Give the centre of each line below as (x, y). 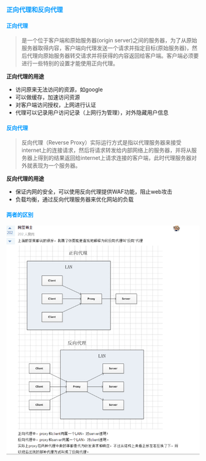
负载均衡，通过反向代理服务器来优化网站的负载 (74, 199)
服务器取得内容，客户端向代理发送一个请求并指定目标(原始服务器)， (107, 48)
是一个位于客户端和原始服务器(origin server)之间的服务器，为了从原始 (109, 41)
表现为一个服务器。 (56, 166)
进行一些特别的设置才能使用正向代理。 (70, 63)
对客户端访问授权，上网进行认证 (55, 105)
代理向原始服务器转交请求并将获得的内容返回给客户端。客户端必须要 (113, 56)
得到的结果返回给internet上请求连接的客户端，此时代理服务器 (115, 158)
